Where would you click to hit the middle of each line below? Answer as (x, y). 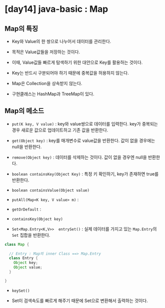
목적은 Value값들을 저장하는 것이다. (46, 52)
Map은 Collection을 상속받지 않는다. (47, 83)
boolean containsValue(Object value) (51, 190)
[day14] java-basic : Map (56, 9)
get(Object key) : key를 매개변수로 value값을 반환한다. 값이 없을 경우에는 (83, 140)
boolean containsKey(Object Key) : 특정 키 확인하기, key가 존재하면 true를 (85, 174)
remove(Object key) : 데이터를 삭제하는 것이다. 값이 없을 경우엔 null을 (79, 157)
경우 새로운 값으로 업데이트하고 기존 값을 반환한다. (60, 130)
